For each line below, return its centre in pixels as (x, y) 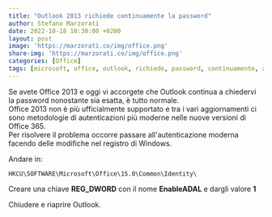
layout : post (30, 38)
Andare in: (25, 159)
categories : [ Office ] (45, 62)
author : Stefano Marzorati (54, 23)
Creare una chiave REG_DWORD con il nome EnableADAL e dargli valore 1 (132, 189)
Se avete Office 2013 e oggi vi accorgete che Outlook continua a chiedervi (132, 91)
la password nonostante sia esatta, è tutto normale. (94, 100)
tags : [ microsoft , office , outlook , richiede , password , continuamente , (134, 69)
